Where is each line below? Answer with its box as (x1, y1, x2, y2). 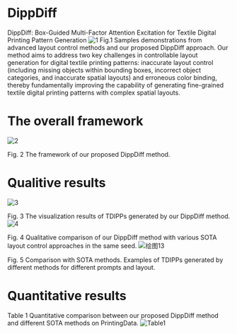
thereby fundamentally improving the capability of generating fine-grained (7, 80, 224, 89)
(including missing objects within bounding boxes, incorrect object (7, 66, 202, 74)
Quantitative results (7, 288, 127, 304)
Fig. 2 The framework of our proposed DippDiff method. (7, 150, 170, 158)
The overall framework (7, 113, 144, 129)
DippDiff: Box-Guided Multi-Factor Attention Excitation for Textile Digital (7, 28, 216, 37)
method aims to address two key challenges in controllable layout (7, 51, 198, 59)
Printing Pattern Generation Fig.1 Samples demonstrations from (7, 35, 202, 44)
